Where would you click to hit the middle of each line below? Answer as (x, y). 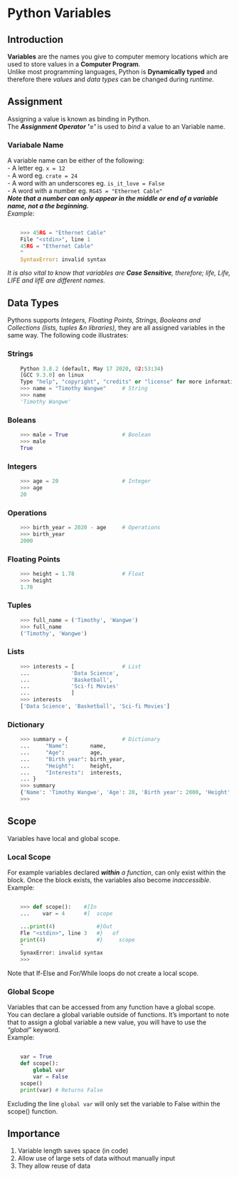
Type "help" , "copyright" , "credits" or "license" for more (111, 382)
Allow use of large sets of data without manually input (96, 1158)
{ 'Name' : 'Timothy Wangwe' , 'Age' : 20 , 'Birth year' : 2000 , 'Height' (126, 793)
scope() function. (33, 1111)
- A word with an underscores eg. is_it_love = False (86, 183)
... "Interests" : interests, (71, 773)
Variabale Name (36, 145)
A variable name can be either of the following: (76, 160)
